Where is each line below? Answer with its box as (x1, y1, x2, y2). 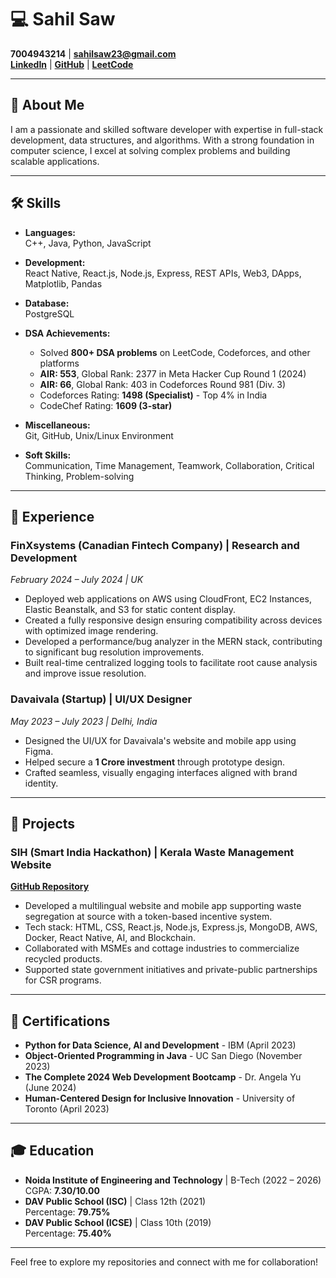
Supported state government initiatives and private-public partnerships (24, 964, 318, 976)
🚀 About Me (10, 97, 85, 114)
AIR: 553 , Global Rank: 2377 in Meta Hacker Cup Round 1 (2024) (39, 367, 307, 380)
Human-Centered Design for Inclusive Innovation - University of (24, 1092, 296, 1105)
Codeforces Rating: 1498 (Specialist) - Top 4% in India (39, 389, 268, 401)
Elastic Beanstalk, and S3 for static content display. (24, 604, 237, 616)
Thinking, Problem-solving (24, 470, 135, 482)
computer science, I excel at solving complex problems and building (10, 144, 291, 156)
